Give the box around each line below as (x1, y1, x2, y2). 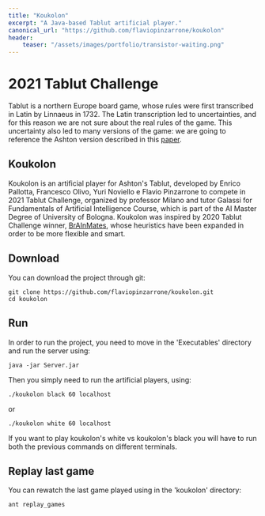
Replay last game (8, 464, 95, 478)
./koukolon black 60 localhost (8, 390, 112, 398)
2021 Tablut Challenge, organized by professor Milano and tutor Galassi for (8, 195, 253, 205)
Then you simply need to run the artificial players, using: (8, 375, 191, 384)
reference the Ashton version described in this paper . (8, 135, 182, 145)
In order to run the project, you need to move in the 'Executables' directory (8, 337, 252, 347)
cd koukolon (8, 295, 47, 303)
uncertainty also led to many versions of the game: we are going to (8, 126, 227, 136)
